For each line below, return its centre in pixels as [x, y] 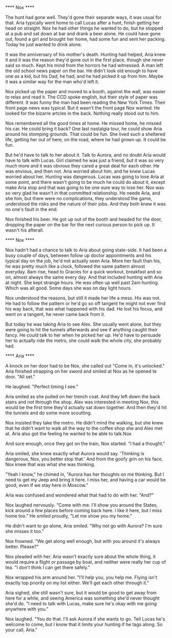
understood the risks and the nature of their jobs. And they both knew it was [86, 204]
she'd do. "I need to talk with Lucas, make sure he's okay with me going [81, 603]
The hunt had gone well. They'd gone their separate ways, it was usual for [83, 17]
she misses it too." [25, 531]
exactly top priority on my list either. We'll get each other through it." [77, 583]
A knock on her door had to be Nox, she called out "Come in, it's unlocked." [85, 366]
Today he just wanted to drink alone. [44, 45]
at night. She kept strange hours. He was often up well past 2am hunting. [82, 283]
